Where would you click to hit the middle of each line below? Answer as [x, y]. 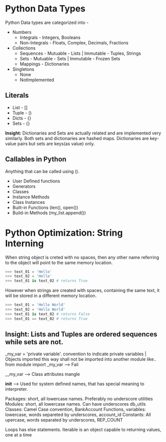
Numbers [22, 32]
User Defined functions [36, 181]
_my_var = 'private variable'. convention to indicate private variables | [76, 354]
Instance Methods [31, 197]
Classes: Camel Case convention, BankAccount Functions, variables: [76, 410]
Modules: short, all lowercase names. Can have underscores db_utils [76, 404]
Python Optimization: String [64, 233]
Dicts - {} [22, 118]
